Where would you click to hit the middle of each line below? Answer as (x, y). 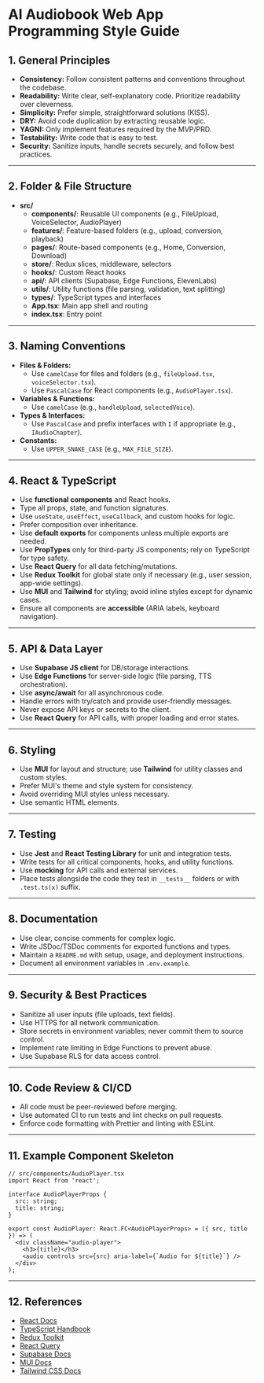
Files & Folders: (45, 365)
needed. (33, 541)
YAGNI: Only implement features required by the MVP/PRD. (115, 129)
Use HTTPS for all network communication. (90, 1022)
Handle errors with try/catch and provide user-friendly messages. (126, 701)
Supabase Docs (45, 1354)
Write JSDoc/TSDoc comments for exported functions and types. (125, 946)
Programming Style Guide (94, 31)
